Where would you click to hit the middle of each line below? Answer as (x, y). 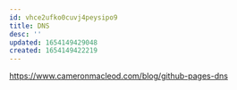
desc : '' (25, 34)
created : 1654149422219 (54, 51)
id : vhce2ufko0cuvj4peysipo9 (63, 17)
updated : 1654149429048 (54, 42)
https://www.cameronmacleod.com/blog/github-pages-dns (118, 76)
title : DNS (30, 26)
